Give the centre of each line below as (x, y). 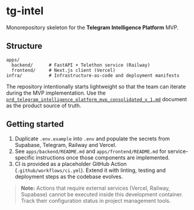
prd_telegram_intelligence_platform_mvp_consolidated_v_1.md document (97, 99)
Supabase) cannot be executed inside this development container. (102, 194)
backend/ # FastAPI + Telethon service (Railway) (81, 65)
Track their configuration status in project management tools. (96, 200)
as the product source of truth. (44, 105)
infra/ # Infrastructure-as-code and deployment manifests (93, 76)
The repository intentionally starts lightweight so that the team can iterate (96, 86)
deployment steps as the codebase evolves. (69, 176)
